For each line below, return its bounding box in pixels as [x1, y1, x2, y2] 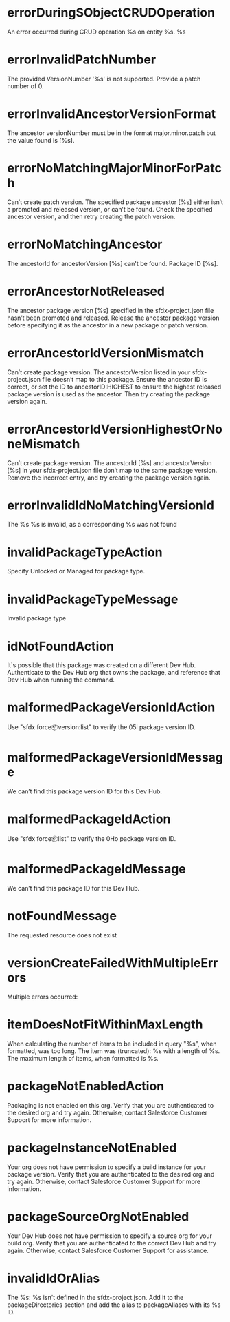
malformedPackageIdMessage [7, 862, 187, 877]
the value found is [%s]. [7, 136, 75, 144]
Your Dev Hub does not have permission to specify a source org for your [7, 1232, 213, 1240]
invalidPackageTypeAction [7, 545, 163, 560]
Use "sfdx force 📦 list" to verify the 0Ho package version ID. [7, 835, 176, 843]
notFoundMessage [7, 908, 117, 924]
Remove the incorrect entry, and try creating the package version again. [7, 474, 211, 482]
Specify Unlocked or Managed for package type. [7, 567, 146, 576]
